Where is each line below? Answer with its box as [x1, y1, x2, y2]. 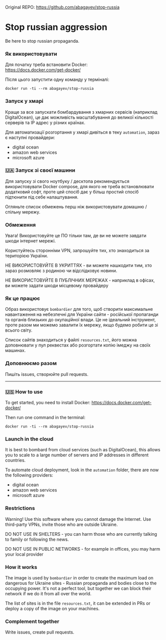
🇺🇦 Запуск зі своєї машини [5, 167, 76, 174]
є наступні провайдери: [5, 134, 55, 141]
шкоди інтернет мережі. [5, 238, 56, 244]
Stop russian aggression [5, 22, 108, 33]
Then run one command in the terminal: [5, 415, 85, 421]
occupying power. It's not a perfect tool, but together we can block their [5, 585, 152, 591]
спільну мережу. [5, 209, 41, 215]
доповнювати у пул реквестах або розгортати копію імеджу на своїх [5, 342, 151, 348]
